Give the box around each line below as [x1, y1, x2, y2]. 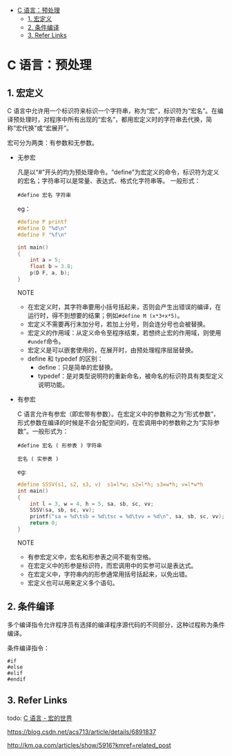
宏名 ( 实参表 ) [17, 455, 59, 462]
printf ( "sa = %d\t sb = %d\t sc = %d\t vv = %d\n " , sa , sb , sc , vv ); [30, 513, 225, 520]
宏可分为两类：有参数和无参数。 [7, 139, 98, 147]
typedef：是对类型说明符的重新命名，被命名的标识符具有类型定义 [37, 372, 224, 380]
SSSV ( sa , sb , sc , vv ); [30, 507, 95, 513]
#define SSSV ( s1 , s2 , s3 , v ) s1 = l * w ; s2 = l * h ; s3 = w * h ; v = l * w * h [17, 481, 204, 488]
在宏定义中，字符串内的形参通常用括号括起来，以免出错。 [27, 569, 191, 578]
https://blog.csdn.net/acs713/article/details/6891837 [7, 728, 157, 736]
